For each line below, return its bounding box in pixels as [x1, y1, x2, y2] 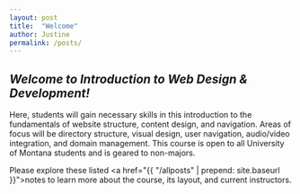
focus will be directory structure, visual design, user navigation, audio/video [9, 128, 290, 139]
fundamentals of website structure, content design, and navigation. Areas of [9, 119, 292, 130]
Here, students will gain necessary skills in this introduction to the [9, 110, 252, 120]
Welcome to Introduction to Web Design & [9, 71, 249, 86]
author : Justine [9, 30, 70, 39]
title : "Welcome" [9, 22, 78, 31]
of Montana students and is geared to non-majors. [9, 147, 196, 158]
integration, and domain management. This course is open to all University [9, 138, 285, 149]
